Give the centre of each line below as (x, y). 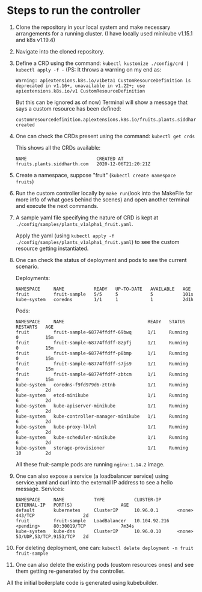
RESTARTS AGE (35, 327)
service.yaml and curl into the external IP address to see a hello (94, 482)
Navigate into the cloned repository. (60, 51)
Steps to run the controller (74, 11)
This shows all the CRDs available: (58, 147)
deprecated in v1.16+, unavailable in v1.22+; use (80, 86)
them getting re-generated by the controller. (70, 571)
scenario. (27, 266)
